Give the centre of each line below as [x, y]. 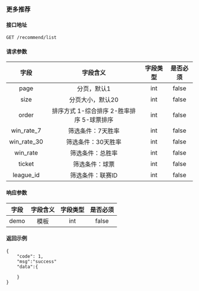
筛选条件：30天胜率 [94, 142]
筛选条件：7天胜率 [94, 131]
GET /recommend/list [32, 38]
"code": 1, [30, 256]
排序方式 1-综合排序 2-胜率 [91, 111]
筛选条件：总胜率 [94, 154]
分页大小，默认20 [94, 100]
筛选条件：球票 [94, 164]
